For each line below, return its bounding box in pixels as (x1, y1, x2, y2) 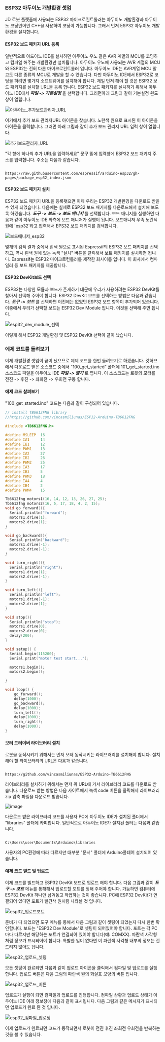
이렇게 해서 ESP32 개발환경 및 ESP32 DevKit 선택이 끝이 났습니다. (5, 332, 133, 338)
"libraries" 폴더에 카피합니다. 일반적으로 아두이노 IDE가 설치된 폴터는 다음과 (5, 820, 151, 826)
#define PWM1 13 (5, 446, 45, 451)
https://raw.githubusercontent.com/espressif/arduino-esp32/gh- (5, 171, 140, 176)
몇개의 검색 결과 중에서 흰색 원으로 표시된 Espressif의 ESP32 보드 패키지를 (5, 243, 149, 250)
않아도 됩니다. (18, 944, 45, 950)
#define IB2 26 (5, 456, 45, 461)
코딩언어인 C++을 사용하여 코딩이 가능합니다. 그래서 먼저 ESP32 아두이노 (10, 23, 151, 29)
